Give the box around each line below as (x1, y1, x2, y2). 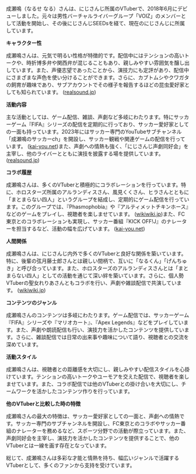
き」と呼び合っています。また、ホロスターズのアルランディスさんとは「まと (6, 265, 189, 271)
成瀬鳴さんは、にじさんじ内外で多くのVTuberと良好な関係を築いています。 (6, 250, 187, 257)
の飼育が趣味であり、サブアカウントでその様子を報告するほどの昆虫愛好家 (6, 81, 185, 88)
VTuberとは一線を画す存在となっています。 (6, 442, 110, 449)
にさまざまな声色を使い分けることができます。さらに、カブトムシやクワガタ (6, 74, 190, 81)
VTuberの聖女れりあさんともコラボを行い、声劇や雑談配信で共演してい (6, 279, 177, 286)
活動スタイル (6, 353, 37, 360)
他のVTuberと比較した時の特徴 (6, 400, 81, 407)
